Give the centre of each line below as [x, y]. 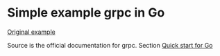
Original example [31, 32]
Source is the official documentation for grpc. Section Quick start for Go [110, 45]
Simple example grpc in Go [86, 13]
